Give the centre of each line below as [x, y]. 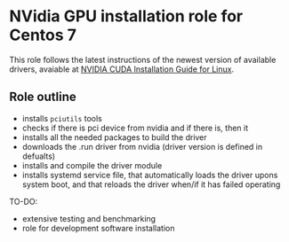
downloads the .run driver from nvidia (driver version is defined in [142, 146]
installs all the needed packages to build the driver [114, 137]
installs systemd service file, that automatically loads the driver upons [150, 175]
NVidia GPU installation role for [126, 16]
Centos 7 [43, 35]
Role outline [43, 97]
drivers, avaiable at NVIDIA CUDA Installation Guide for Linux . [121, 69]
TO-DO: [24, 201]
